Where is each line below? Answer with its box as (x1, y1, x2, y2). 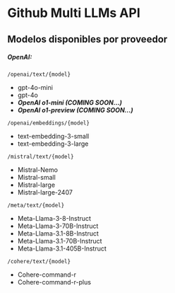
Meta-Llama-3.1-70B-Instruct (17, 236, 102, 245)
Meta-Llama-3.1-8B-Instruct (17, 229, 99, 238)
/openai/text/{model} (7, 71, 71, 78)
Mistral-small (17, 173, 56, 181)
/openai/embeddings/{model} (7, 119, 90, 127)
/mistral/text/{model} (7, 153, 74, 160)
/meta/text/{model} (7, 202, 65, 209)
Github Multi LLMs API (7, 5, 141, 21)
